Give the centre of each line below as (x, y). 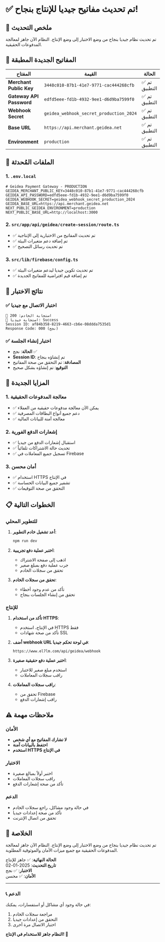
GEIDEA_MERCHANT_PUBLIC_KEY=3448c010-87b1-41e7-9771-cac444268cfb (75, 191)
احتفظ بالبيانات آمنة (30, 745)
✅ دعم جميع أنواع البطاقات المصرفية (46, 413)
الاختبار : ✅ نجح (19, 871)
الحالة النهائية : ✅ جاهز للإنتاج (31, 860)
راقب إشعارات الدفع (38, 700)
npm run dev (25, 541)
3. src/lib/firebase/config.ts (42, 259)
